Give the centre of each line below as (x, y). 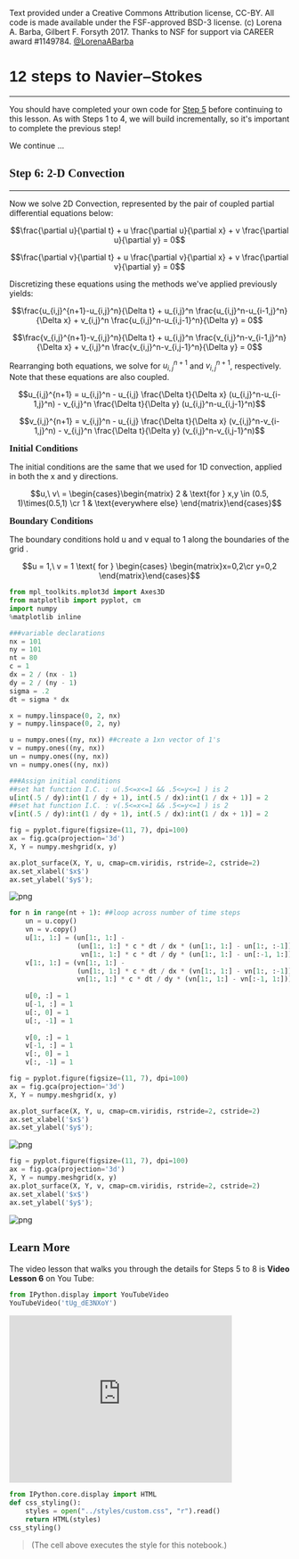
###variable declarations (57, 633)
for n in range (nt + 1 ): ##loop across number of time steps (125, 913)
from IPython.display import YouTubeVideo (89, 1295)
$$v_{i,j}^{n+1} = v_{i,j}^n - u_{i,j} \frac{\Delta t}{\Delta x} (123, 421)
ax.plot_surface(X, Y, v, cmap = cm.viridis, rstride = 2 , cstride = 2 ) (135, 1186)
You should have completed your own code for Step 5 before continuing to (146, 109)
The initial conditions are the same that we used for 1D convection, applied (146, 467)
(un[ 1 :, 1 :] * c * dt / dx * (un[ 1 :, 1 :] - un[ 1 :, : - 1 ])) (186, 946)
